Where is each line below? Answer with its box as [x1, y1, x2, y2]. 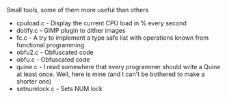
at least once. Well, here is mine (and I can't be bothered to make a [16, 70, 205, 78]
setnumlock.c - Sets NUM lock [16, 85, 103, 93]
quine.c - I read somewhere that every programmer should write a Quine [16, 63, 221, 71]
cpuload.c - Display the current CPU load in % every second [16, 19, 187, 27]
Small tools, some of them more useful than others [6, 6, 149, 14]
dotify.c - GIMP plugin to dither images [16, 27, 126, 34]
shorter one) [16, 77, 52, 85]
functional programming [16, 41, 85, 49]
